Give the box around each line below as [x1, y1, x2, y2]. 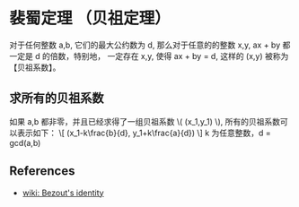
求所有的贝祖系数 [9, 91, 104, 106]
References [9, 163, 75, 179]
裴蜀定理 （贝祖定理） [9, 8, 171, 29]
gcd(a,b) [9, 137, 41, 148]
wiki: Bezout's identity [22, 187, 105, 198]
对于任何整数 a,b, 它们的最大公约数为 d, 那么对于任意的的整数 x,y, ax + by [9, 39, 281, 50]
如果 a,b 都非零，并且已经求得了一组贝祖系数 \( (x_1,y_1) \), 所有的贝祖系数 [9, 116, 281, 126]
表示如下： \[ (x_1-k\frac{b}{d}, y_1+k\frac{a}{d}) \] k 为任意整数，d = [16, 127, 271, 138]
